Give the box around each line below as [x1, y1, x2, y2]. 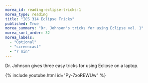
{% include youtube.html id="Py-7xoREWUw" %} [5, 72, 106, 78]
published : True [5, 21, 39, 26]
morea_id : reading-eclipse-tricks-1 [5, 7, 81, 12]
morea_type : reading [5, 12, 48, 17]
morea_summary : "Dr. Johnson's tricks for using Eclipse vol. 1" [5, 26, 144, 31]
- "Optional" [9, 40, 37, 45]
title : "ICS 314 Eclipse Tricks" [5, 16, 75, 21]
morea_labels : [5, 35, 35, 40]
